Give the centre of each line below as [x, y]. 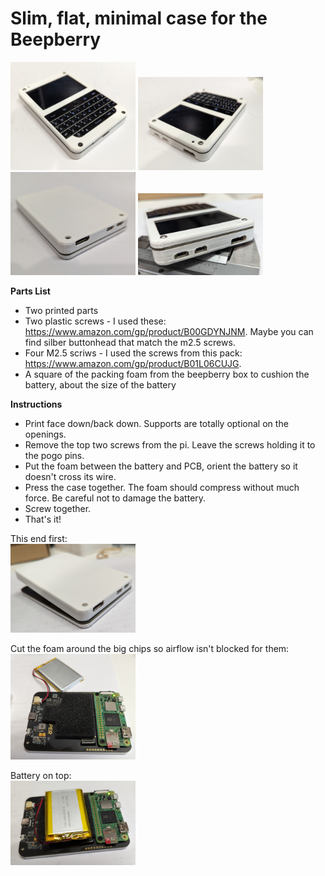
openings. [45, 434]
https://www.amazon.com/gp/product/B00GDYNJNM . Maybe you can [169, 331]
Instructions [36, 404]
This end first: [39, 538]
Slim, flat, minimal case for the [139, 18]
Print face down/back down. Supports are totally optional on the [156, 423]
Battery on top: [41, 775]
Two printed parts [61, 310]
